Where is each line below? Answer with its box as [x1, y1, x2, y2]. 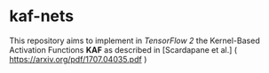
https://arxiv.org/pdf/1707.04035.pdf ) [9, 54, 147, 64]
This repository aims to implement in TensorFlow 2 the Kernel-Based [9, 35, 260, 46]
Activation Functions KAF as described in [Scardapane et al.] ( [9, 44, 238, 55]
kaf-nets [9, 6, 75, 26]
